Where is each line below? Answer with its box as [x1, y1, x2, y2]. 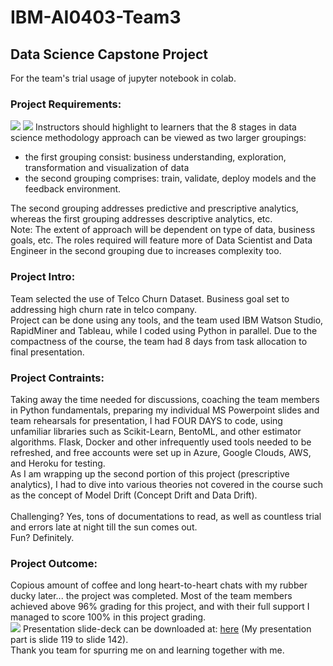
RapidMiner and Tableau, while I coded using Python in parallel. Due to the [10, 324, 318, 336]
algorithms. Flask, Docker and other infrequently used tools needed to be [10, 436, 312, 448]
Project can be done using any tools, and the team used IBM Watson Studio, [10, 314, 324, 326]
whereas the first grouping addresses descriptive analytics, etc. [10, 213, 273, 225]
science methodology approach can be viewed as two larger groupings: [10, 132, 307, 144]
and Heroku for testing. [10, 457, 106, 469]
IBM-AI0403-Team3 [10, 6, 182, 29]
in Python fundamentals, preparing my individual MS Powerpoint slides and [10, 404, 320, 416]
